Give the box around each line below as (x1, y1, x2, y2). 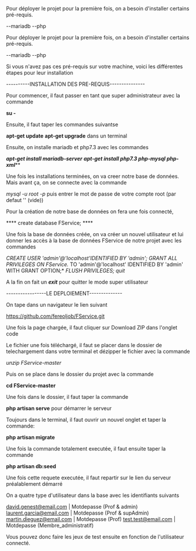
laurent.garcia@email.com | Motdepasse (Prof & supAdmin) (6, 509, 149, 516)
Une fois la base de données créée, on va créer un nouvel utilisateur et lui (6, 231, 184, 237)
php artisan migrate (6, 434, 56, 441)
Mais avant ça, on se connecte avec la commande (6, 179, 127, 186)
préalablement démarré (6, 481, 63, 487)
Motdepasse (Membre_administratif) (6, 522, 94, 529)
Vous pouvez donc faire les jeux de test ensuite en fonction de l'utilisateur (6, 533, 184, 540)
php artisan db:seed (6, 463, 57, 469)
